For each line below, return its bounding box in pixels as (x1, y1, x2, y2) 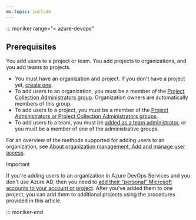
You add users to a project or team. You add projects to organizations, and (6, 57, 187, 65)
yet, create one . (14, 81, 53, 88)
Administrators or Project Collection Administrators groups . (14, 113, 158, 120)
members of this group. (14, 100, 72, 107)
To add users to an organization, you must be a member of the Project (14, 88, 185, 95)
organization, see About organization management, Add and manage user (6, 143, 185, 150)
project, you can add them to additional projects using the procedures (6, 191, 175, 198)
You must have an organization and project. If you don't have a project (14, 75, 185, 83)
